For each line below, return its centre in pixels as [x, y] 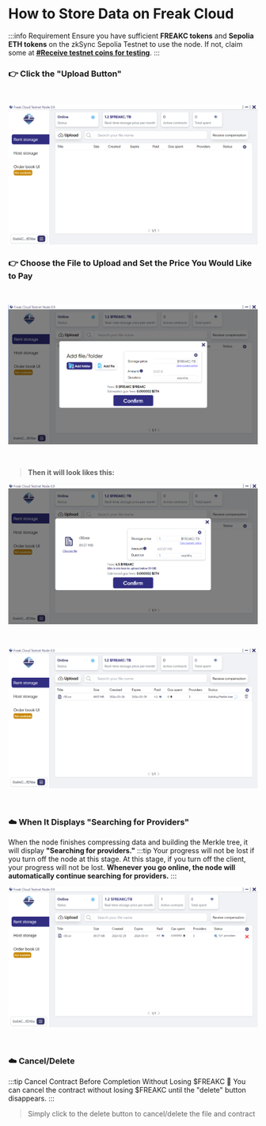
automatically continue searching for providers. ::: [93, 876]
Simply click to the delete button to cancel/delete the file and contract [141, 1113]
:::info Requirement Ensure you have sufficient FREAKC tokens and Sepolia [131, 36]
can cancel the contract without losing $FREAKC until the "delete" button [127, 1090]
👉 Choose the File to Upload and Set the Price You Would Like [130, 263]
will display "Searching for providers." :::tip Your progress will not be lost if [131, 851]
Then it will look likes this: [71, 473]
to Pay [21, 276]
